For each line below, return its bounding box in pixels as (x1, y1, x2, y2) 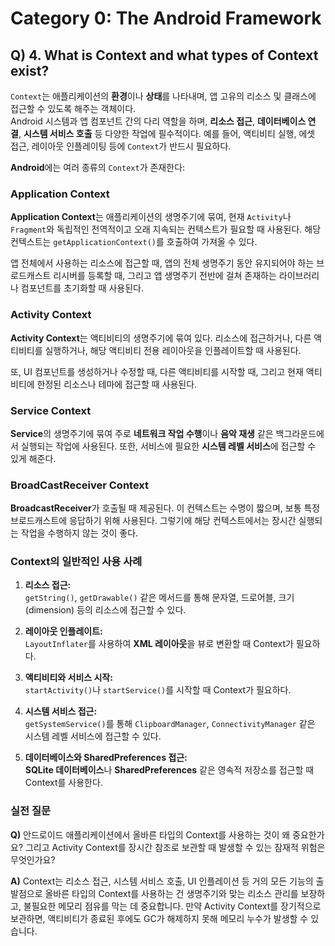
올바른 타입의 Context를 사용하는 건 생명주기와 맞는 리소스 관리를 (44, 887, 299, 899)
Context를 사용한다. (24, 777, 103, 789)
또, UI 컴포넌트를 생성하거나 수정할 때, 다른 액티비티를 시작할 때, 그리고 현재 (10, 365, 304, 377)
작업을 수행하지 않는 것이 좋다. (20, 527, 139, 539)
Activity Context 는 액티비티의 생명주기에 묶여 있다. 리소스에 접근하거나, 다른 (10, 332, 312, 344)
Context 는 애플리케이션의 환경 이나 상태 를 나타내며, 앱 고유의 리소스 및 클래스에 (10, 90, 317, 102)
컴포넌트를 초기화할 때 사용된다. (20, 282, 144, 294)
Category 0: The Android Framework (10, 7, 322, 30)
